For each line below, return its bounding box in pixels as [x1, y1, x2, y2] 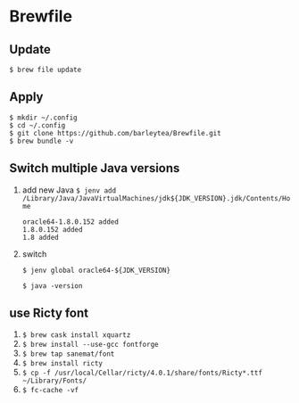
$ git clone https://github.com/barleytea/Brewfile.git [9, 128, 221, 137]
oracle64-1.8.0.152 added [21, 217, 119, 226]
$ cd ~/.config [9, 120, 66, 130]
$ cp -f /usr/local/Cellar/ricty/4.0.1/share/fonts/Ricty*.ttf [21, 368, 263, 378]
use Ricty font [9, 306, 89, 321]
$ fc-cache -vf [21, 386, 79, 395]
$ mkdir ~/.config [9, 113, 78, 122]
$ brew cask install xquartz [21, 331, 131, 340]
